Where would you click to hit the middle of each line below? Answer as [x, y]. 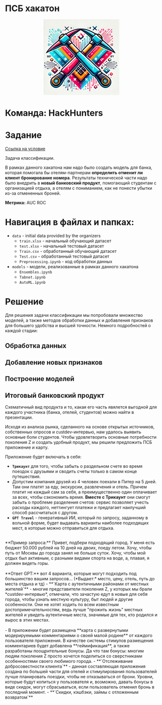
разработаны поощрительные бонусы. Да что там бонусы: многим [74, 651]
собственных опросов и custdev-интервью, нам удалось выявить [73, 432]
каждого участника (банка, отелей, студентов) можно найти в [70, 412]
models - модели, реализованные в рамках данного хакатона [75, 267]
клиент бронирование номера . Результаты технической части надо [76, 178]
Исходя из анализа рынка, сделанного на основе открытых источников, [80, 426]
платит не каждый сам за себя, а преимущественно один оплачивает [84, 492]
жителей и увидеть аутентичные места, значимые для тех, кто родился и [81, 615]
